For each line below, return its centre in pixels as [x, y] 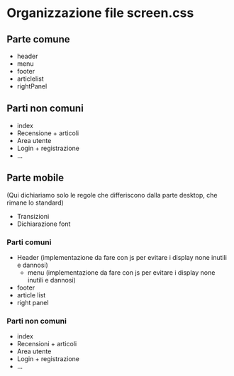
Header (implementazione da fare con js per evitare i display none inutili [122, 257]
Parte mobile [35, 178]
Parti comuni [29, 242]
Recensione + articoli [48, 133]
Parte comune [38, 39]
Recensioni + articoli [47, 344]
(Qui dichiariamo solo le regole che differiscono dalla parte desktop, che [112, 195]
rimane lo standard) [35, 203]
